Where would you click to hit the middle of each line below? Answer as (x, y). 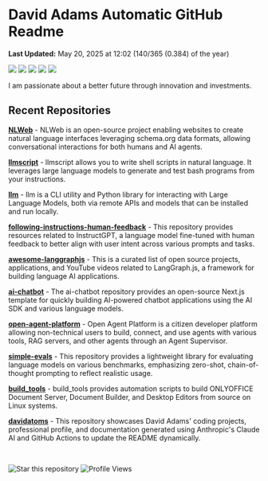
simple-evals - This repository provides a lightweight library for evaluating (131, 356)
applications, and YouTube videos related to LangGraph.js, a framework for (132, 268)
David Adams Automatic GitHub (116, 15)
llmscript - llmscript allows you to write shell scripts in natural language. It (130, 162)
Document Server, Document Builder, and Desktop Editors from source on (130, 397)
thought (21, 373)
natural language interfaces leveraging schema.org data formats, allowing (130, 138)
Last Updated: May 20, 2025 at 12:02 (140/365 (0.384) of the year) (119, 53)
